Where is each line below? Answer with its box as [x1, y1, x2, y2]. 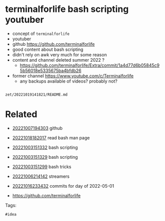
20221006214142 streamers [12, 173, 70, 179]
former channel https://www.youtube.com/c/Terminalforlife [12, 73, 134, 79]
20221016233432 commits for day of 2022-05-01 [12, 183, 114, 189]
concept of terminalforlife [12, 30, 70, 36]
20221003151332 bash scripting [12, 144, 78, 150]
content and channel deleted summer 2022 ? [12, 57, 105, 63]
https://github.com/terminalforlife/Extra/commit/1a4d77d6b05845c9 [19, 62, 160, 68]
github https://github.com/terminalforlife [12, 41, 95, 47]
